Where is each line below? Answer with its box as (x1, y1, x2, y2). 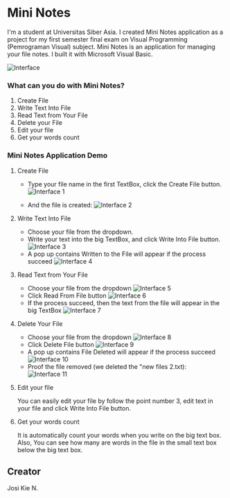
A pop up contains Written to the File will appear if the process (27, 250, 206, 258)
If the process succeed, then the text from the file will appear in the (27, 298, 220, 307)
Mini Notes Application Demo (7, 151, 108, 160)
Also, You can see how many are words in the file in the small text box (17, 438, 217, 447)
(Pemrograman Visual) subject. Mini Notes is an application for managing (7, 42, 216, 51)
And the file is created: (27, 200, 93, 209)
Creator (7, 465, 42, 477)
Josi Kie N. (7, 484, 38, 492)
